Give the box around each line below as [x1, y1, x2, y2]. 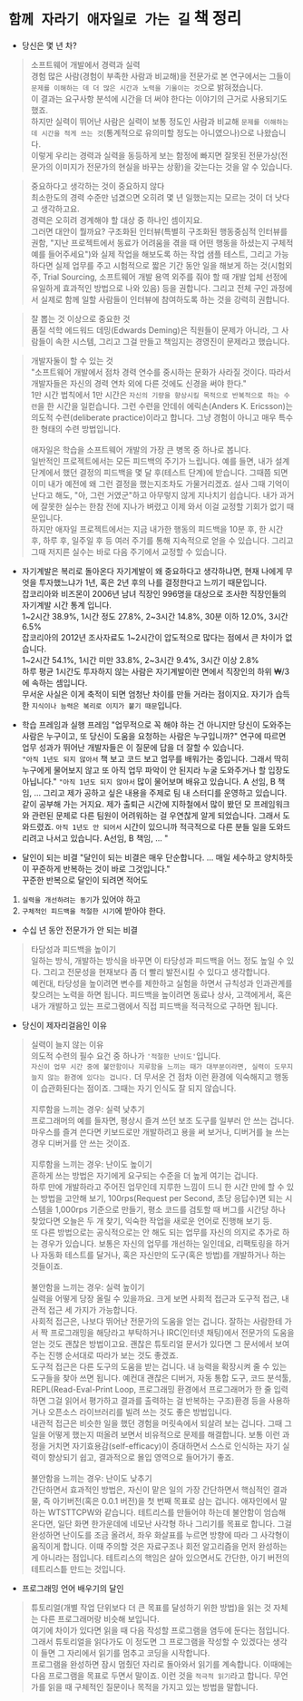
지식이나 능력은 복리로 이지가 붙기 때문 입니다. [31, 699, 182, 710]
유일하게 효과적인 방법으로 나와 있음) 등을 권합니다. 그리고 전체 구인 [30, 282, 269, 293]
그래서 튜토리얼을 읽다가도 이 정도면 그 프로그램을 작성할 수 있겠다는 [30, 1636, 271, 1647]
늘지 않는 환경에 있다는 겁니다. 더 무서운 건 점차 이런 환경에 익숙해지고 [30, 1071, 273, 1082]
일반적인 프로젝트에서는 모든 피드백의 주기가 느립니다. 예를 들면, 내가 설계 [30, 455, 290, 466]
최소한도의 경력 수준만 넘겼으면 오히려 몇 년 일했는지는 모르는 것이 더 [30, 191, 273, 202]
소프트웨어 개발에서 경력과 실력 [30, 59, 141, 70]
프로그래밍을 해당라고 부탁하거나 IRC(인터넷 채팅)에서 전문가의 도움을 [50, 1326, 295, 1338]
